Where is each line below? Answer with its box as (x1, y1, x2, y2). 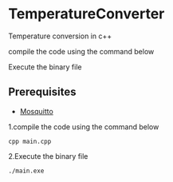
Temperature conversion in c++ (8, 31, 112, 41)
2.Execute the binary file (8, 151, 88, 160)
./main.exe (8, 167, 45, 175)
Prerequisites (8, 85, 77, 99)
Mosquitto (19, 106, 53, 116)
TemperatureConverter (8, 5, 165, 23)
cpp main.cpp (8, 137, 52, 145)
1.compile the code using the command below (8, 121, 159, 132)
